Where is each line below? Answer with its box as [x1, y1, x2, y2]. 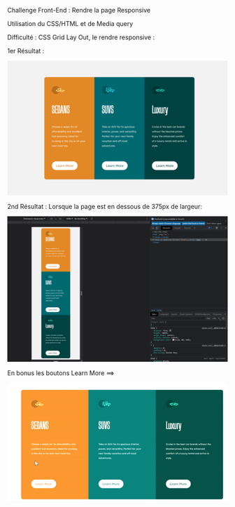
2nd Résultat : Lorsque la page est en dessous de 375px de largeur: [7, 203, 203, 211]
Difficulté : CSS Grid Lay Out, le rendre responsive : [7, 33, 155, 41]
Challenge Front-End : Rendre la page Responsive [7, 6, 151, 14]
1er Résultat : [7, 47, 45, 55]
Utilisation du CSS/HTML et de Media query [7, 20, 134, 27]
